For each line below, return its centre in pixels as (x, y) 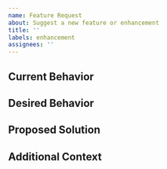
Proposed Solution (54, 130)
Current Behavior (51, 77)
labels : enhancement (42, 37)
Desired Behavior (51, 103)
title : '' (24, 30)
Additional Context (55, 157)
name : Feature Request (45, 15)
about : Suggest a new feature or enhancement (83, 23)
